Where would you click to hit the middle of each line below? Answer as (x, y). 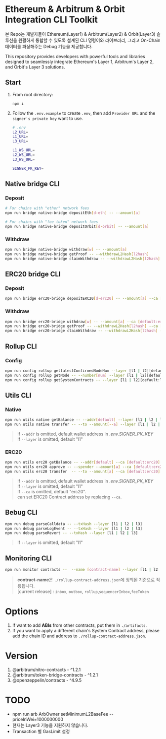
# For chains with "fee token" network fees (52, 222)
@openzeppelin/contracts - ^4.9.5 (47, 680)
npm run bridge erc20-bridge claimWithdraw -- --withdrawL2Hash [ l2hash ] (82, 331)
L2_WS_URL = (23, 155)
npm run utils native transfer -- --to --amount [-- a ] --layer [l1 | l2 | (83, 425)
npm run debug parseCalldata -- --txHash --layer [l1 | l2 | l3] (74, 524)
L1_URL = (20, 137)
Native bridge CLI (33, 184)
